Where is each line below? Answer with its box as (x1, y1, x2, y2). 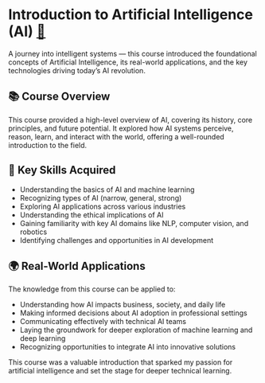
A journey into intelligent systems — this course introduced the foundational (8, 49, 257, 58)
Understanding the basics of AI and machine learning (19, 185, 195, 194)
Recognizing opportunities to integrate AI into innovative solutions (19, 342, 236, 352)
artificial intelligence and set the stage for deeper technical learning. (8, 366, 232, 376)
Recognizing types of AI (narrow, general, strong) (19, 193, 182, 202)
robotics (19, 227, 48, 236)
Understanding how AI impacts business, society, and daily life (19, 300, 226, 310)
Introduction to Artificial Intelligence (8, 6, 253, 24)
